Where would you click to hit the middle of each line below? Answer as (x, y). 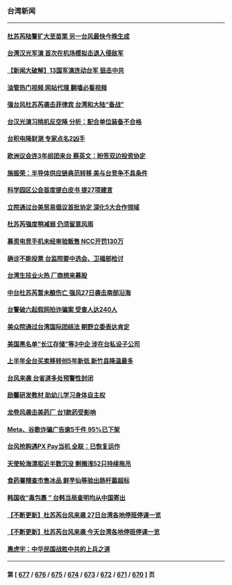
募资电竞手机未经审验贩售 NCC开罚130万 (66, 241)
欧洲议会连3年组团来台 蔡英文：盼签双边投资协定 (77, 156)
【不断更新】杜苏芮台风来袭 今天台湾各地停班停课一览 (84, 532)
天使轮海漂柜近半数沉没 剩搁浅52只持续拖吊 (69, 463)
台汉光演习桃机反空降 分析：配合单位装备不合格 (75, 122)
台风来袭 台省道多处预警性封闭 (50, 378)
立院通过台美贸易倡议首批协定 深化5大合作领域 (74, 207)
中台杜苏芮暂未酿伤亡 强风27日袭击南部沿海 (69, 292)
